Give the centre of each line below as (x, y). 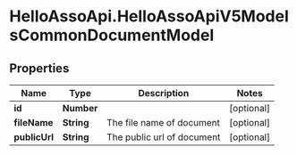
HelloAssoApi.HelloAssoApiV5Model (149, 16)
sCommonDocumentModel (112, 35)
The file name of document (163, 122)
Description (164, 93)
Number (80, 108)
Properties (39, 68)
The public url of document (163, 137)
